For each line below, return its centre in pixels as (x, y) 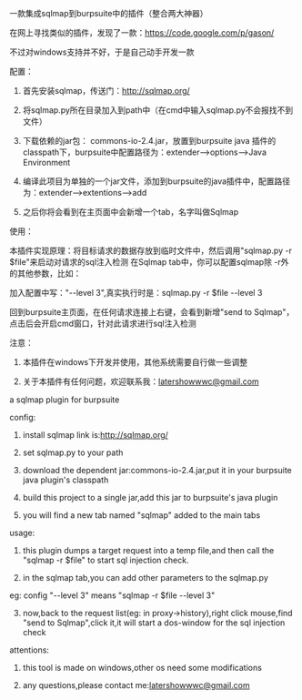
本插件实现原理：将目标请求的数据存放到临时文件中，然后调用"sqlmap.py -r (151, 250)
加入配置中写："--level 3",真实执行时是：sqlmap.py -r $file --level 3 (136, 293)
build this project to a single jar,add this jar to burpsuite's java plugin (150, 497)
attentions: (30, 650)
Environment (46, 162)
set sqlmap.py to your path (73, 452)
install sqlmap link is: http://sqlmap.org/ (95, 435)
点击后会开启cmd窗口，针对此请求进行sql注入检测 (103, 323)
